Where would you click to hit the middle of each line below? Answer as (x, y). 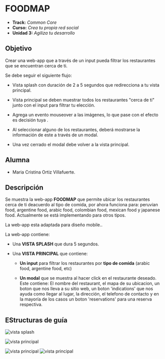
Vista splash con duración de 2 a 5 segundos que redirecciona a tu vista (86, 85)
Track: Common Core (34, 22)
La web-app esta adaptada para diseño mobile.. (54, 225)
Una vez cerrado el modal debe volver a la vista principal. (71, 144)
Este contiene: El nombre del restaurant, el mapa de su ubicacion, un (90, 284)
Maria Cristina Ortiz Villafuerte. (44, 172)
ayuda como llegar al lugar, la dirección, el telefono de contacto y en (89, 294)
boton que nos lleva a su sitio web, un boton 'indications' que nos (86, 289)
